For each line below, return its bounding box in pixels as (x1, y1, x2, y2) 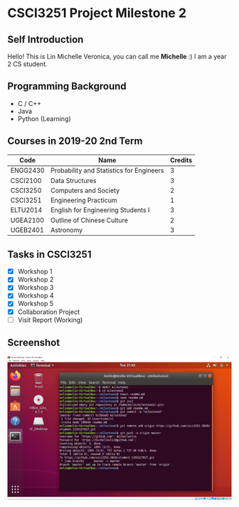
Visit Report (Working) (17, 315, 83, 324)
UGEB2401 (10, 226, 44, 234)
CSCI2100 (10, 176, 42, 184)
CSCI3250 (10, 186, 42, 194)
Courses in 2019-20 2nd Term (7, 135, 143, 147)
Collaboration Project (17, 308, 80, 316)
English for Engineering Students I (51, 206, 150, 214)
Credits (169, 156, 193, 164)
